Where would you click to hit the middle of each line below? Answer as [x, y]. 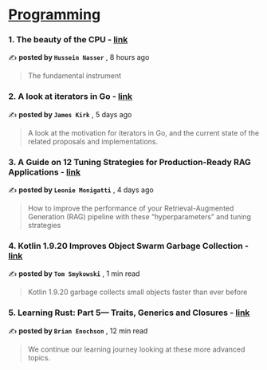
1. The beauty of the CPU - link [68, 40]
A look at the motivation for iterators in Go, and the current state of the [143, 132]
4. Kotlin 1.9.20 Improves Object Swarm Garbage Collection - [129, 246]
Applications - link [45, 171]
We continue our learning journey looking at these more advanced [136, 349]
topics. [39, 357]
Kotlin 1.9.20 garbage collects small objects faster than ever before [137, 292]
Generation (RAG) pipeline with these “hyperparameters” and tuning [139, 217]
